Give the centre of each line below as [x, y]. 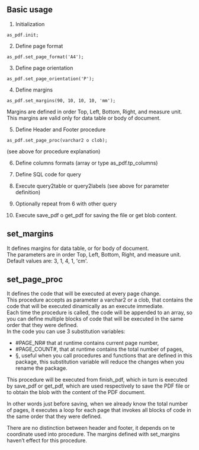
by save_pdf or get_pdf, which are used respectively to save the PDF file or [98, 386]
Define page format [39, 46]
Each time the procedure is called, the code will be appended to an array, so [100, 313]
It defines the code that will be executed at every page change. [84, 294]
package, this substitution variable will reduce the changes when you [100, 362]
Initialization [30, 24]
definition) [28, 192]
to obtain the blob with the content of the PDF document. [76, 392]
